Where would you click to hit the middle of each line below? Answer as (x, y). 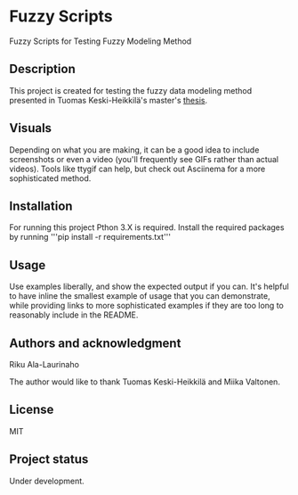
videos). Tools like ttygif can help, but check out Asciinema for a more (137, 169)
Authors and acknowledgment (95, 343)
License (32, 410)
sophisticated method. (50, 178)
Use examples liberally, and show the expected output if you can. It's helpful (149, 286)
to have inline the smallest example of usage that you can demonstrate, (140, 296)
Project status (49, 460)
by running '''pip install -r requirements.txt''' (90, 237)
